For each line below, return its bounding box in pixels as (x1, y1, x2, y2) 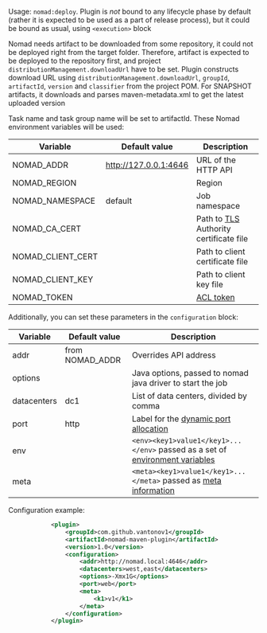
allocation (131, 424, 168, 434)
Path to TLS (195, 213, 240, 224)
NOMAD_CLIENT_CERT (12, 251, 99, 262)
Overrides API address (131, 350, 216, 361)
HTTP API (195, 165, 233, 175)
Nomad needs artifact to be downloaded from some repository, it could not (8, 39, 253, 49)
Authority (195, 223, 231, 234)
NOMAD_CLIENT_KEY (12, 274, 94, 285)
